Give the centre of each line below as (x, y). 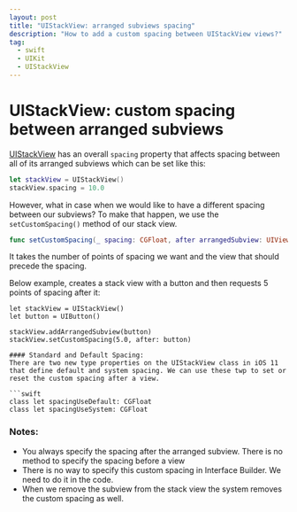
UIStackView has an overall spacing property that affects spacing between (145, 154)
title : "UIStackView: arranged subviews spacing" (103, 26)
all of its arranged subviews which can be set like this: (107, 163)
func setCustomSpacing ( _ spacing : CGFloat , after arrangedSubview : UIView (150, 240)
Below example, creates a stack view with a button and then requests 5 (139, 283)
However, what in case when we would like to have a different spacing (137, 205)
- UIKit (31, 58)
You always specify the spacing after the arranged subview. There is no (152, 451)
